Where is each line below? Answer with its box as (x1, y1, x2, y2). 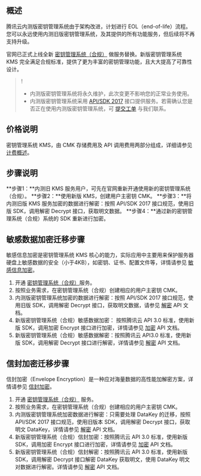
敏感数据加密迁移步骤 (6, 234, 85, 244)
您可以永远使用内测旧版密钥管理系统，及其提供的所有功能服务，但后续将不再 (6, 30, 195, 37)
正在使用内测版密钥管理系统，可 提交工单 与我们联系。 (35, 104, 169, 112)
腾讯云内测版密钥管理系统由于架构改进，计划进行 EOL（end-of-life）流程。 (6, 23, 191, 30)
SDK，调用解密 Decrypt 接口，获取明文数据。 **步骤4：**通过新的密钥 (13, 208, 188, 215)
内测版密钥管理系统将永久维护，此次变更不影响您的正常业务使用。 (29, 89, 193, 97)
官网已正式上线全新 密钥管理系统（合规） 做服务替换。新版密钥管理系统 (6, 50, 182, 58)
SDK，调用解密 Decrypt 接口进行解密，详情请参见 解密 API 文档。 (22, 339, 184, 346)
